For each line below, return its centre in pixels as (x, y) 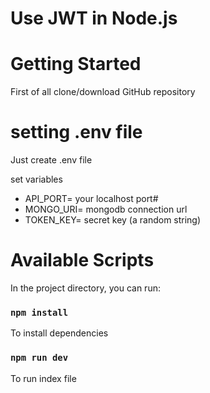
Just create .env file (51, 160)
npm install (39, 312)
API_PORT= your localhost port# (91, 199)
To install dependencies (59, 333)
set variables (36, 179)
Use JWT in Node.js (94, 18)
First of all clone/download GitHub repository (103, 92)
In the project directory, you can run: (85, 288)
